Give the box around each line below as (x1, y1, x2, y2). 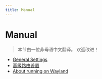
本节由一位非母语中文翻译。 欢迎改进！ (17, 46, 99, 52)
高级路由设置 (12, 62, 39, 68)
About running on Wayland (12, 68, 68, 74)
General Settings (12, 56, 48, 62)
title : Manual (5, 7, 35, 13)
